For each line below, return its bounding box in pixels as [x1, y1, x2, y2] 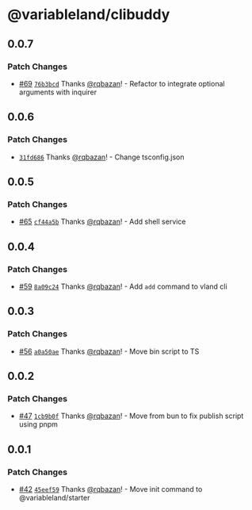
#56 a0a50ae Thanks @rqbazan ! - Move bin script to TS [18, 347, 200, 356]
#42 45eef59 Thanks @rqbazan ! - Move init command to [18, 485, 203, 493]
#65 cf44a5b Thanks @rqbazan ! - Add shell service [18, 217, 186, 227]
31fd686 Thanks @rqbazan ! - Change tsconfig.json [18, 152, 185, 162]
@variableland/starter [18, 493, 90, 502]
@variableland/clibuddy [7, 6, 170, 24]
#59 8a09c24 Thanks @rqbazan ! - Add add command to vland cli [18, 282, 227, 291]
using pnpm [18, 420, 59, 429]
